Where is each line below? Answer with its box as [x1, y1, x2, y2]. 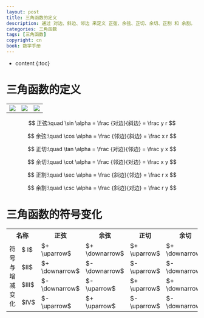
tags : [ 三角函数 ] [6, 32, 47, 38]
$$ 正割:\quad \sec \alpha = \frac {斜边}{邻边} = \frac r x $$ [27, 171, 177, 178]
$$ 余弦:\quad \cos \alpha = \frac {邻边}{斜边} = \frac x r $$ [27, 132, 177, 140]
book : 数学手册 [6, 43, 41, 49]
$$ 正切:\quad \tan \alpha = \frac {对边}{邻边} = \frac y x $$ [27, 145, 177, 152]
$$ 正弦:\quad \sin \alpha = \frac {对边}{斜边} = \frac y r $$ [28, 119, 176, 127]
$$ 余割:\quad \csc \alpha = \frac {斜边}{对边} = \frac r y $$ [27, 184, 177, 191]
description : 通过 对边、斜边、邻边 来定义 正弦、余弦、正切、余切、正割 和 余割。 [6, 20, 195, 26]
